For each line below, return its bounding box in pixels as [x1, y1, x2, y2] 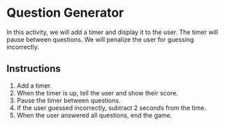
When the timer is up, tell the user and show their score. [16, 88, 179, 97]
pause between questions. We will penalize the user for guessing [6, 35, 194, 43]
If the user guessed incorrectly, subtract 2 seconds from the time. [16, 103, 207, 112]
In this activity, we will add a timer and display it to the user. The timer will [6, 28, 218, 36]
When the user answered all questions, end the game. [16, 111, 173, 119]
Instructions [6, 63, 61, 74]
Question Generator [6, 5, 124, 21]
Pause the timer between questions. [16, 96, 121, 104]
